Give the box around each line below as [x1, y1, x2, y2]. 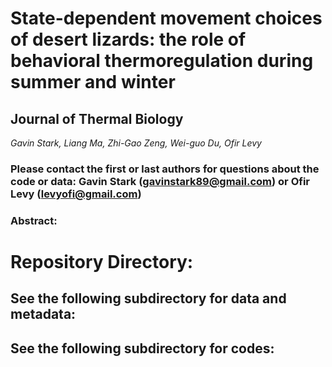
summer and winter [10, 71, 176, 94]
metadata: [10, 306, 77, 323]
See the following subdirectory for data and [10, 290, 287, 307]
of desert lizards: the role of [10, 28, 247, 51]
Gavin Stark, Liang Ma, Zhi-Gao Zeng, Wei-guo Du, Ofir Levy [10, 137, 262, 149]
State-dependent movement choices [10, 7, 323, 30]
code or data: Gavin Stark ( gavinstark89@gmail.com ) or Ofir [10, 174, 310, 188]
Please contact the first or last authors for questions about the [10, 162, 320, 176]
